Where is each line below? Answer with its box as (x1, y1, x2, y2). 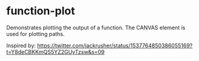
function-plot (6, 4, 75, 18)
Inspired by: (6, 42, 36, 49)
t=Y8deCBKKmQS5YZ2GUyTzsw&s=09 (6, 48, 105, 55)
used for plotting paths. (6, 30, 65, 37)
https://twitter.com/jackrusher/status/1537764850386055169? (37, 42, 193, 49)
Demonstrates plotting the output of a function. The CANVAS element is (6, 24, 186, 31)
